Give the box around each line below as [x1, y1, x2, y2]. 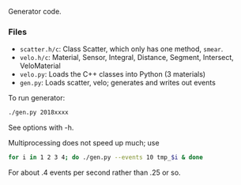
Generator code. [8, 7, 62, 16]
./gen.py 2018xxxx [8, 108, 69, 117]
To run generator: [8, 93, 66, 103]
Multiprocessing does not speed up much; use [8, 138, 160, 148]
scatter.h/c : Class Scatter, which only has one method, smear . [19, 44, 224, 54]
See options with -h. [8, 123, 74, 133]
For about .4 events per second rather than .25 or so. [8, 168, 181, 177]
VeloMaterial [19, 61, 61, 70]
